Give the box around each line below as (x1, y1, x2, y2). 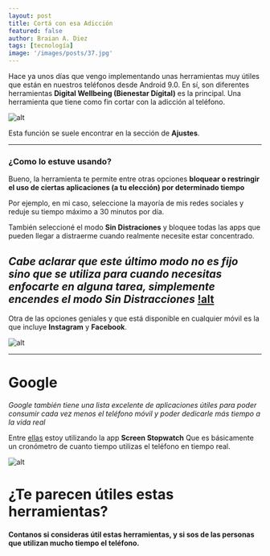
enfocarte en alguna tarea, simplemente (8, 280, 215, 293)
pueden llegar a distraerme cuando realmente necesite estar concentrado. (8, 231, 255, 241)
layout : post (8, 11, 52, 20)
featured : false (8, 27, 63, 35)
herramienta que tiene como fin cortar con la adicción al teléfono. (8, 98, 226, 106)
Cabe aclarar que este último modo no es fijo (8, 255, 239, 268)
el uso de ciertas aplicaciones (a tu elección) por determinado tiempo (8, 183, 245, 193)
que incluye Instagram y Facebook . (8, 322, 127, 332)
